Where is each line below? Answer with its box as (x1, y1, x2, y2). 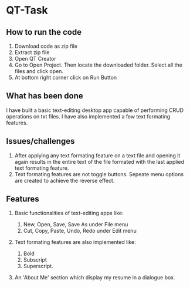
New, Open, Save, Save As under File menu (23, 221, 128, 228)
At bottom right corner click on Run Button (14, 74, 117, 81)
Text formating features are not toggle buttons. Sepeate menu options (14, 170, 184, 177)
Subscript (23, 256, 47, 263)
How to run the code (6, 27, 82, 37)
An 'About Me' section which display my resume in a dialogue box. (14, 274, 175, 281)
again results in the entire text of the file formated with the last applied (14, 158, 185, 165)
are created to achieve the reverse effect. (14, 177, 115, 184)
